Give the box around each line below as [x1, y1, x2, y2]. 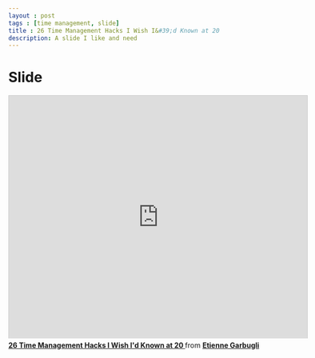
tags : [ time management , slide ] [8, 19, 120, 27]
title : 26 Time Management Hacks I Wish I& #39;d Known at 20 [8, 26, 220, 34]
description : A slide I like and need [8, 34, 138, 42]
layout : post [8, 11, 56, 20]
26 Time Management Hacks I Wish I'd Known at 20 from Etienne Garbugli [8, 340, 260, 350]
